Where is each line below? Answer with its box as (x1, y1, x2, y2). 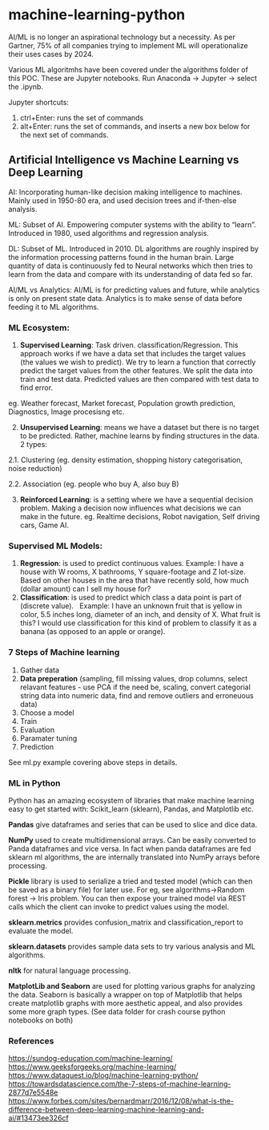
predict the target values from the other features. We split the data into (19, 366, 254, 376)
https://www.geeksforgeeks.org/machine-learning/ (8, 1062, 177, 1072)
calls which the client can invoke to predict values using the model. (8, 901, 230, 912)
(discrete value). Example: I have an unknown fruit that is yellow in (19, 601, 243, 611)
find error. (19, 383, 54, 392)
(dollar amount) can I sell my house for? (19, 584, 151, 594)
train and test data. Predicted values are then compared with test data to (19, 375, 259, 384)
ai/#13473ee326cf (8, 1113, 70, 1123)
